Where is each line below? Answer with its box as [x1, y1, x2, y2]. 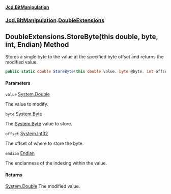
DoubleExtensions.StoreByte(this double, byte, [5, 32, 158, 41]
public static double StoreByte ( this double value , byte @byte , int [5, 69, 154, 74]
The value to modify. [5, 101, 48, 107]
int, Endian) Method [5, 40, 69, 49]
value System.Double [5, 91, 50, 98]
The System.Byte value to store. [5, 121, 73, 127]
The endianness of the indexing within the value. [5, 160, 107, 166]
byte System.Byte [5, 111, 42, 117]
